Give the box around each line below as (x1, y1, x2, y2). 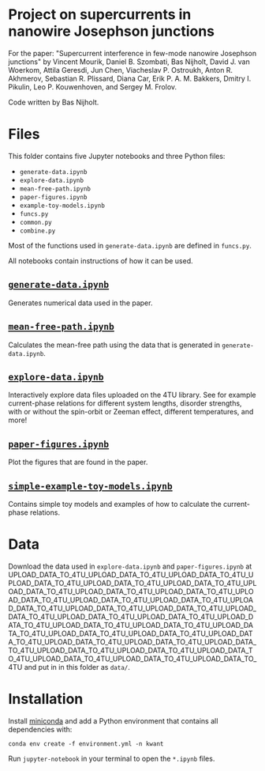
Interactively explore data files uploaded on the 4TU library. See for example (8, 390, 256, 400)
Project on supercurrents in (8, 6, 192, 24)
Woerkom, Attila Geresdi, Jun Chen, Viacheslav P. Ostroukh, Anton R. (8, 65, 233, 74)
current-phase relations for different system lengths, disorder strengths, (8, 399, 242, 408)
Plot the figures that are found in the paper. (8, 457, 148, 467)
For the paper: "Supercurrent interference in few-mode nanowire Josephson (8, 48, 257, 58)
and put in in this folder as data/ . (24, 662, 130, 671)
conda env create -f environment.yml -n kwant (8, 739, 164, 748)
